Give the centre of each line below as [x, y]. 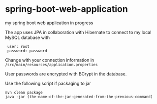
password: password [27, 51]
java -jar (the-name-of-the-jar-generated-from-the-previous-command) [79, 97]
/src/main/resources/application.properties [51, 65]
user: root [18, 46]
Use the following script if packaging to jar [48, 83]
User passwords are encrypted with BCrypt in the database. [66, 74]
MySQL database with [28, 37]
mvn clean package [24, 92]
